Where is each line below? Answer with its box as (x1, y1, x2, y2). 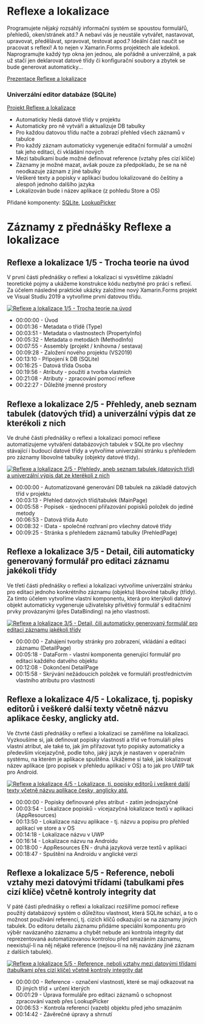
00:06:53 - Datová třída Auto (15, 516, 88, 523)
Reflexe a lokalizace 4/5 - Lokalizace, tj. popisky (7, 694, 193, 705)
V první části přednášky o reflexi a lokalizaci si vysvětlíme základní (7, 274, 174, 281)
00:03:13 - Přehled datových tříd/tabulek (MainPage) (15, 496, 148, 504)
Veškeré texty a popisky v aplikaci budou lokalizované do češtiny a (15, 174, 183, 182)
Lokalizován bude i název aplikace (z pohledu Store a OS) (15, 187, 160, 194)
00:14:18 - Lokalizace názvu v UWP (15, 830, 105, 838)
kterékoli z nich (7, 418, 66, 428)
